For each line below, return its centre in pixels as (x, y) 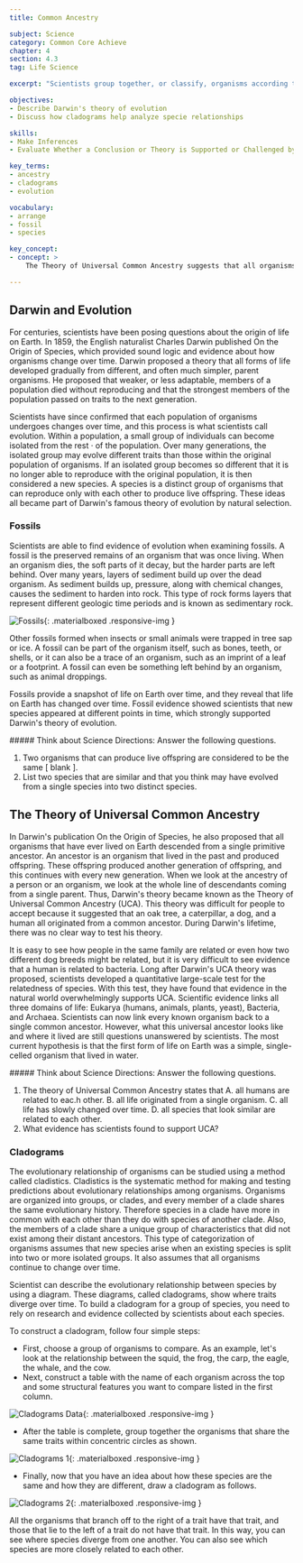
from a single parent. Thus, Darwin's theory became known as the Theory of (151, 894)
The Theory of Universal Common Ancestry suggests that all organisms (161, 266)
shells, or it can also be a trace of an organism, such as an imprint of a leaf (148, 657)
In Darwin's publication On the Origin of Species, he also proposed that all (147, 836)
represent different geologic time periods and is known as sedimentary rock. (151, 603)
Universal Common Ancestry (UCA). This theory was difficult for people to (147, 904)
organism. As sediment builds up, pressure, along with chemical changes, (147, 584)
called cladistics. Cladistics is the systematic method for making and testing (150, 1181)
